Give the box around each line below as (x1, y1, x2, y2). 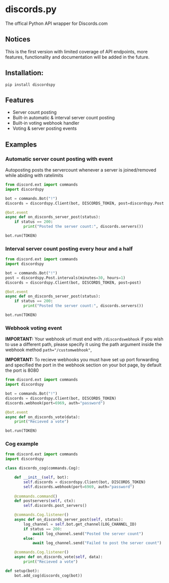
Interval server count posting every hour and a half (5, 245, 133, 252)
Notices (5, 35, 30, 44)
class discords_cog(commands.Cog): (5, 466, 80, 471)
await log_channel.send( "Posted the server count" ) (32, 531, 144, 536)
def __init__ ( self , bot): (14, 475, 69, 480)
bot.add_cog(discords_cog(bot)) (14, 573, 82, 578)
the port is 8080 (5, 367, 39, 373)
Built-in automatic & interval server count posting (12, 115, 115, 121)
